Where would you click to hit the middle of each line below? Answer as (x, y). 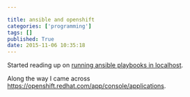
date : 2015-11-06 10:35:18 (46, 46)
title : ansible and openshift (51, 19)
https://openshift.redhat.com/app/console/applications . (87, 86)
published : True (31, 39)
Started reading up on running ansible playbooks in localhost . (95, 65)
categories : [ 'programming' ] (49, 26)
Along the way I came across (49, 79)
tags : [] (20, 33)
